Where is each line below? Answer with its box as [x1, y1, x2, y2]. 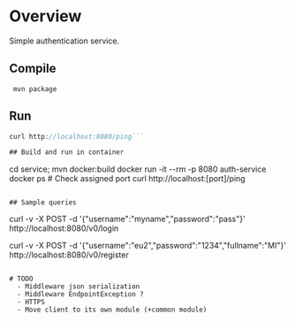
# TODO [9, 274, 34, 284]
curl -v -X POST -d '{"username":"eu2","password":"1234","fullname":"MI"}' [9, 241, 287, 251]
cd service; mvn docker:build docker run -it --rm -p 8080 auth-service [9, 164, 267, 174]
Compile [9, 61, 57, 76]
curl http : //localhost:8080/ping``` [9, 132, 144, 141]
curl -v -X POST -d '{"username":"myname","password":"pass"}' [9, 214, 246, 225]
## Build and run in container [9, 148, 125, 157]
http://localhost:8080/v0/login [9, 223, 119, 234]
